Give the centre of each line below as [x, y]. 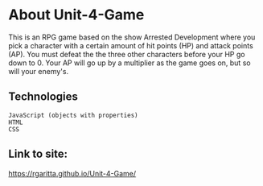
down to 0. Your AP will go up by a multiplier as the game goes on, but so [129, 63]
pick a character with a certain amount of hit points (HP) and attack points [131, 45]
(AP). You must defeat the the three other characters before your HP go [127, 54]
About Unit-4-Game [76, 15]
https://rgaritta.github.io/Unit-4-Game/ [72, 173]
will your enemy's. [39, 71]
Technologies [43, 97]
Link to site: [38, 154]
